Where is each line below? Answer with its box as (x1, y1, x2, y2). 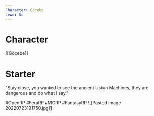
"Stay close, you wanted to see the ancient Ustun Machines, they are (5, 85, 149, 91)
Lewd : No (5, 12, 24, 17)
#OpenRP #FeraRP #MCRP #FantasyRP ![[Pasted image (5, 100, 121, 106)
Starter (5, 68, 35, 80)
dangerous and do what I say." (5, 90, 69, 96)
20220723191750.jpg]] (5, 105, 52, 111)
